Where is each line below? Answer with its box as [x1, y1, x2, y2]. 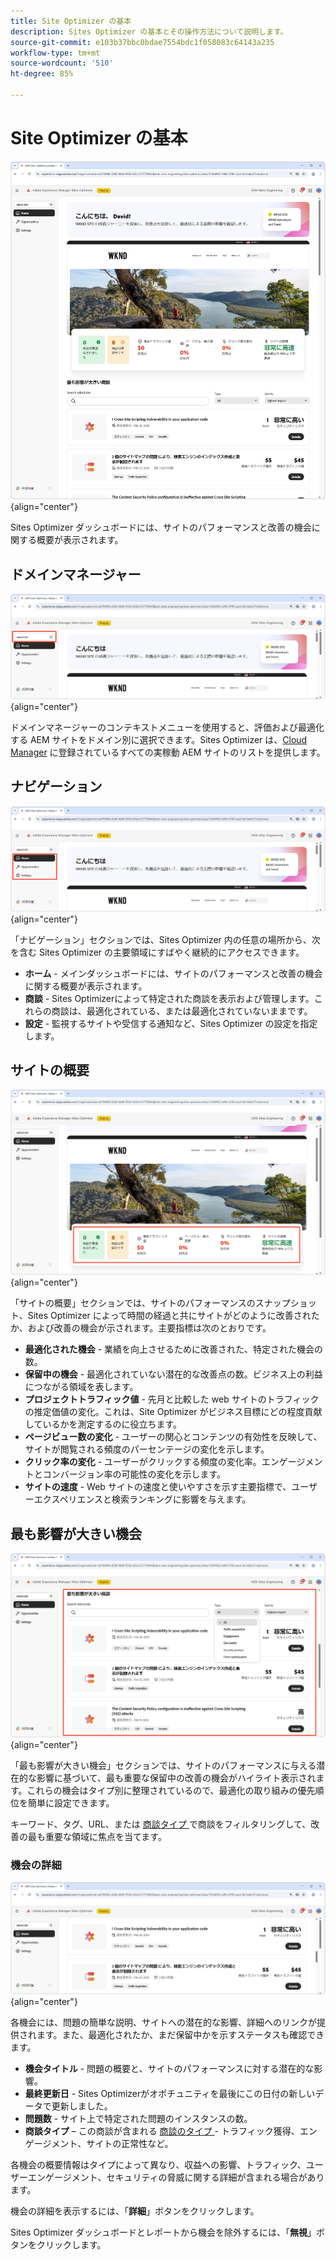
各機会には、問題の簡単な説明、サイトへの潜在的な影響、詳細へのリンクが [10, 2016, 317, 2029]
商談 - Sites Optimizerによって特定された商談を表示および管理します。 [24, 992, 315, 1004]
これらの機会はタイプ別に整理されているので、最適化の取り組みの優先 [26, 1784, 316, 1796]
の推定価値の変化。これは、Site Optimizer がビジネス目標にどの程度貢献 [24, 1406, 323, 1418]
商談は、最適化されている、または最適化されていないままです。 [51, 1005, 313, 1017]
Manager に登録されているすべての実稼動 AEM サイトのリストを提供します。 [10, 746, 326, 759]
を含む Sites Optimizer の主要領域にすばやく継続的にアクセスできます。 [10, 946, 305, 958]
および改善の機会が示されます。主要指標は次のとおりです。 [27, 1322, 272, 1334]
